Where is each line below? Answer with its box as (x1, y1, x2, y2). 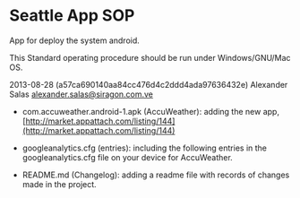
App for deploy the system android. (9, 35, 141, 46)
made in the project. (21, 178, 97, 189)
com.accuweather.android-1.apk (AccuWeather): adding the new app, (21, 106, 280, 116)
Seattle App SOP (9, 5, 135, 26)
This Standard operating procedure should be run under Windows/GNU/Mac (9, 52, 291, 63)
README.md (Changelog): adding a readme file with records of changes (21, 169, 290, 180)
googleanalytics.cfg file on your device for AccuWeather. (21, 151, 233, 162)
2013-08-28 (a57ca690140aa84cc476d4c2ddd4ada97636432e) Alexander (9, 79, 288, 90)
